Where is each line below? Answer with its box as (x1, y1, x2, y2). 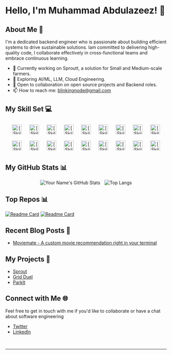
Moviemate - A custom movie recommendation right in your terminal (12, 240, 157, 246)
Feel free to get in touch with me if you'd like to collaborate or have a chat (5, 308, 161, 314)
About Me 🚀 (5, 25, 44, 34)
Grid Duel (12, 274, 33, 280)
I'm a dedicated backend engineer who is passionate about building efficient (5, 39, 167, 45)
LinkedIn (12, 329, 31, 335)
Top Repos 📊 (5, 195, 49, 204)
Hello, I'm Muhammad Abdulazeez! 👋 (5, 5, 165, 16)
